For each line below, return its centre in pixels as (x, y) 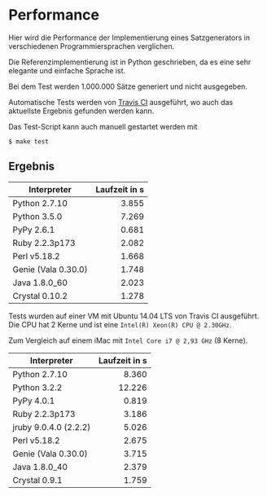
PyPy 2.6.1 (34, 230)
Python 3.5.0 (37, 216)
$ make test (28, 141)
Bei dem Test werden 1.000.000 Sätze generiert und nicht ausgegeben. (128, 86)
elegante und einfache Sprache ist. (67, 70)
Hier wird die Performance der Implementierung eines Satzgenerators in (129, 37)
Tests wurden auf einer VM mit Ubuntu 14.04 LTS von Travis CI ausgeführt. (134, 316)
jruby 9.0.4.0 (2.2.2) (52, 427)
